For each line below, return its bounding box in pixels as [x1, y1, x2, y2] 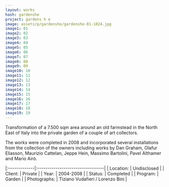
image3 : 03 [5, 36, 28, 41]
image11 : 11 [5, 73, 30, 78]
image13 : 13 [5, 82, 30, 87]
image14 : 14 [5, 87, 30, 92]
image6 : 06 [5, 49, 28, 54]
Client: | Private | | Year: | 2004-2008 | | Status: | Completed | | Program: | [5, 170, 159, 176]
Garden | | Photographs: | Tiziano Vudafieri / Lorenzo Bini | [5, 176, 127, 182]
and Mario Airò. [5, 155, 37, 161]
